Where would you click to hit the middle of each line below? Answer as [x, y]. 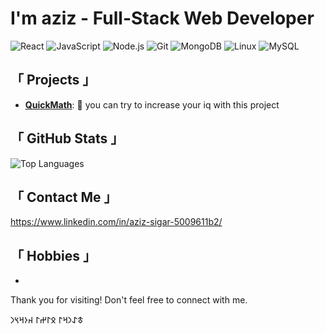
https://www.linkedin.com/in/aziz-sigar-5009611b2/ [116, 222]
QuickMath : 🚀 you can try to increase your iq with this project [152, 104]
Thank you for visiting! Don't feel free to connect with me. [129, 300]
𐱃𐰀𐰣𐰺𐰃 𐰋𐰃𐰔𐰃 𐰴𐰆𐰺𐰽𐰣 [47, 320]
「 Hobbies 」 [53, 255]
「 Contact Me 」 [64, 197]
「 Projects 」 [53, 80]
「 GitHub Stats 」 [67, 138]
